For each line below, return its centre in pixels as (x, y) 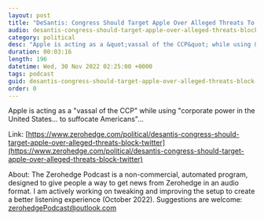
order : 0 (22, 88)
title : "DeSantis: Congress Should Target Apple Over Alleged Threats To (132, 23)
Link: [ (18, 134)
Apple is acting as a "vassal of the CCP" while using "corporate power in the (132, 111)
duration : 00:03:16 (40, 52)
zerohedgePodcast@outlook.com (62, 208)
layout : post (29, 15)
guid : (17, 81)
